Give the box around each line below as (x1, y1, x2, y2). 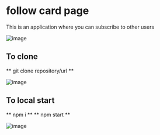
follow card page (6, 4, 89, 18)
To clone (6, 51, 38, 62)
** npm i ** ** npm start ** (6, 111, 71, 118)
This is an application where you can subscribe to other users (6, 23, 155, 30)
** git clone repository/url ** (6, 67, 74, 74)
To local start (6, 95, 55, 106)
